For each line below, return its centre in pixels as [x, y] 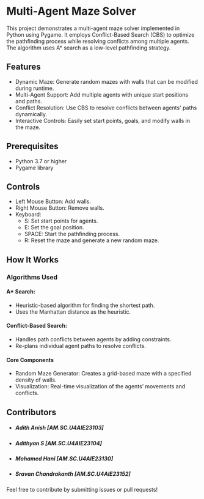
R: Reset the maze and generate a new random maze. [92, 240]
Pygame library [34, 168]
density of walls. [36, 380]
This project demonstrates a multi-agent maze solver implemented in [93, 28]
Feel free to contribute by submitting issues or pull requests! [82, 489]
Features [24, 67]
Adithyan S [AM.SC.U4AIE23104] [59, 443]
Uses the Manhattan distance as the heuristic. [73, 312]
